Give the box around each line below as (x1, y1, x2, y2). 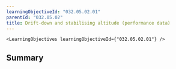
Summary (6, 52, 44, 63)
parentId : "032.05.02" (6, 14, 63, 20)
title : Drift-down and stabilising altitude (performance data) (6, 20, 171, 26)
